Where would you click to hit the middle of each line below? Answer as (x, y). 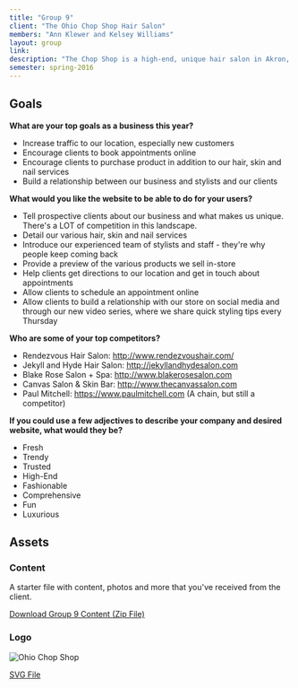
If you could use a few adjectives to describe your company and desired (146, 420)
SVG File (25, 675)
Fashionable (45, 485)
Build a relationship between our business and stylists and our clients (150, 181)
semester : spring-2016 (51, 68)
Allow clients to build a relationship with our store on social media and (151, 301)
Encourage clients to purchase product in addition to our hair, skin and (152, 161)
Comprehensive (51, 495)
